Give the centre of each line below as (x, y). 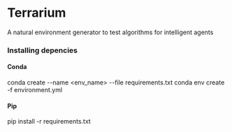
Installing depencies (43, 50)
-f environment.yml (35, 90)
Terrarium (37, 13)
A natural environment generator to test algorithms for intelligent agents (110, 32)
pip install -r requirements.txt (49, 122)
